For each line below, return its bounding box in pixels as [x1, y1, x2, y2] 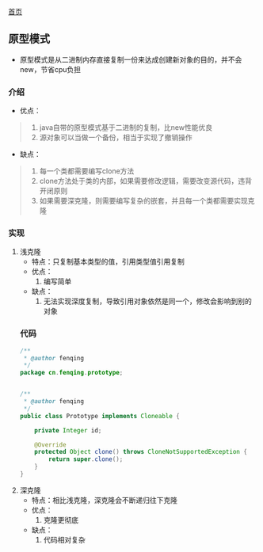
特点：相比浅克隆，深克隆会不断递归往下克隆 [31, 495, 178, 504]
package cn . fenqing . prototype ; [19, 369, 124, 377]
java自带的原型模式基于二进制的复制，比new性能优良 [39, 123, 212, 132]
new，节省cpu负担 [19, 64, 82, 74]
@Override [34, 440, 67, 449]
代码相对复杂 [43, 535, 86, 544]
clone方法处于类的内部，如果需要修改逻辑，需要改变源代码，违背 [39, 177, 252, 186]
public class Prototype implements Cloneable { [19, 412, 181, 420]
